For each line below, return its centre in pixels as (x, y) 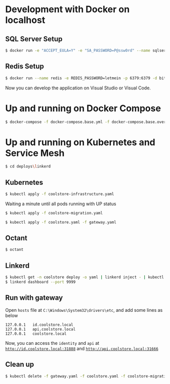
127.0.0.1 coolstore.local (36, 334)
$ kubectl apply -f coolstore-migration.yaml (54, 213)
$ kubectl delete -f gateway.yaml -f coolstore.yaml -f (65, 376)
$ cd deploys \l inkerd (28, 167)
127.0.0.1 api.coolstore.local (40, 329)
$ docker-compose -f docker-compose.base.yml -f (57, 122)
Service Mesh (35, 153)
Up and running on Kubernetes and (80, 142)
